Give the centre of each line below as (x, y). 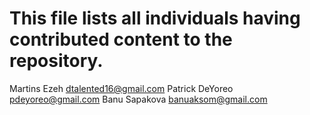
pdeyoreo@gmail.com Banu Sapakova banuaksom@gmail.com (138, 99)
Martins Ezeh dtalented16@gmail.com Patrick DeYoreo (121, 88)
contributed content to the (121, 39)
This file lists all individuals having (155, 18)
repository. (56, 61)
